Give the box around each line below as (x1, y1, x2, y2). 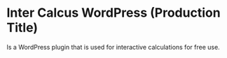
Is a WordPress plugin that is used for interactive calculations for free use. (6, 43, 220, 51)
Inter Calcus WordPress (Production (6, 5, 221, 21)
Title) (6, 20, 39, 36)
